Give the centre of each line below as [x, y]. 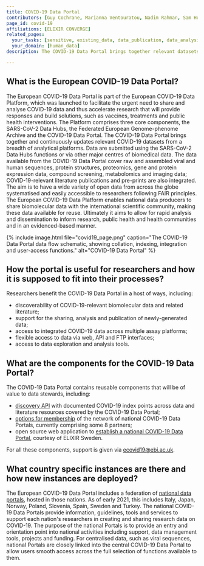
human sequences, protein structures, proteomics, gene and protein [92, 167]
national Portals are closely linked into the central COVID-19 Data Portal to [99, 545]
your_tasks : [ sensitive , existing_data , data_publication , [88, 40]
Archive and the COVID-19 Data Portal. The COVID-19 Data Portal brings [97, 135]
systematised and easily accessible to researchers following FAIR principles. [102, 193]
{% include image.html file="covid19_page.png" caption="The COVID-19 [97, 237]
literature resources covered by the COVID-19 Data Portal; [87, 412]
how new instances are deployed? [72, 478]
